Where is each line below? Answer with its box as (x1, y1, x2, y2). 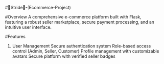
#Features (5, 34, 26, 39)
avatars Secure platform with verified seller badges (12, 53, 116, 59)
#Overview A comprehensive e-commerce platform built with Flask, (5, 14, 141, 19)
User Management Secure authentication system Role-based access (12, 43, 151, 48)
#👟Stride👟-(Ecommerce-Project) (5, 5, 71, 10)
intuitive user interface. (5, 24, 52, 30)
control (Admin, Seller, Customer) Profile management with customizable (12, 48, 160, 54)
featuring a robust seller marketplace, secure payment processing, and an (5, 19, 155, 25)
